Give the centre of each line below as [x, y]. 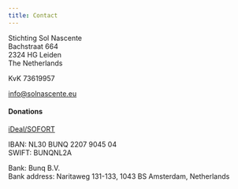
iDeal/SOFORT [32, 129]
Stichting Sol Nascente [45, 38]
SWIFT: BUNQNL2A [40, 152]
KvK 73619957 [32, 78]
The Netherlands [35, 63]
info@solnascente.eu [43, 93]
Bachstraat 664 [33, 46]
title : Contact [33, 15]
